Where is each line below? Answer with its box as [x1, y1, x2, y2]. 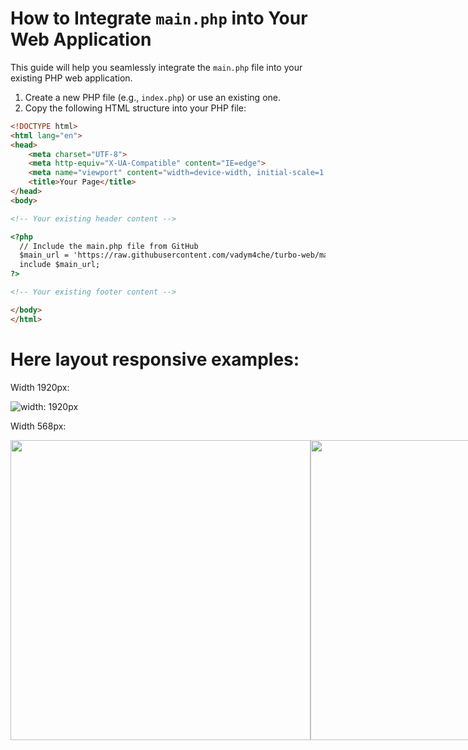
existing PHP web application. [10, 72, 133, 84]
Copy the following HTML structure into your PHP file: [24, 102, 247, 114]
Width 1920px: [10, 381, 70, 393]
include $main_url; [19, 260, 101, 270]
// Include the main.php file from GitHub [19, 241, 199, 251]
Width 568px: [10, 420, 67, 432]
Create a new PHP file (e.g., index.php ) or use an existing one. [24, 91, 281, 103]
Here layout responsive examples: [10, 348, 300, 371]
